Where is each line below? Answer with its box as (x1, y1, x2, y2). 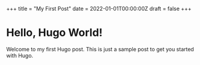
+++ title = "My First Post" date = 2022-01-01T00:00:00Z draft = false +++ (6, 5, 192, 12)
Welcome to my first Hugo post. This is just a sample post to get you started (6, 45, 194, 52)
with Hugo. (6, 52, 34, 59)
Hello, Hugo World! (6, 26, 103, 39)
